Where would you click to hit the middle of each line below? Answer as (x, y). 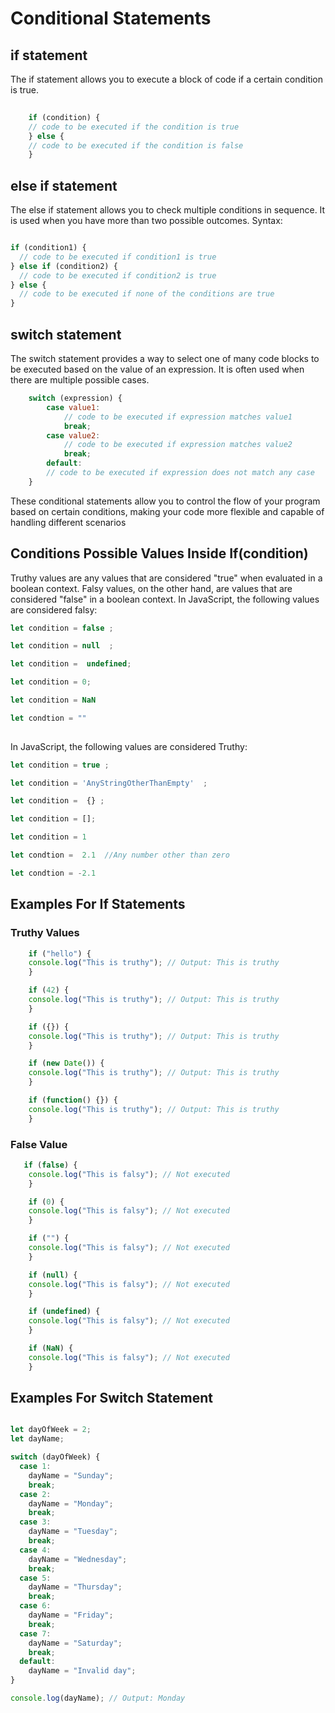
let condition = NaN (53, 700)
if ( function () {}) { (73, 1100)
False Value (39, 1144)
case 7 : (35, 1633)
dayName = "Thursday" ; (75, 1587)
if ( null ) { (53, 1275)
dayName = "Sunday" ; (71, 1475)
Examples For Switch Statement (111, 1398)
